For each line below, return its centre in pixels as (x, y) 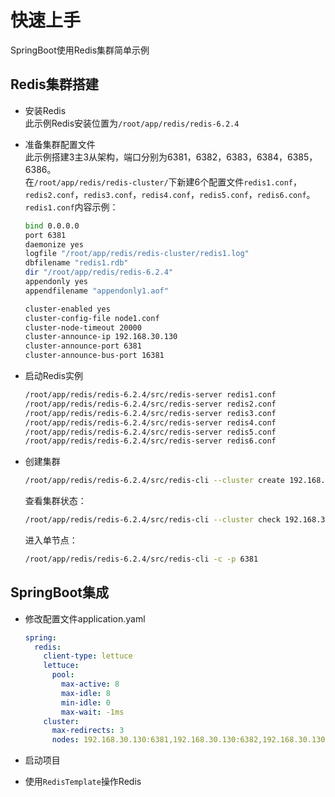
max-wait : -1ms (93, 712)
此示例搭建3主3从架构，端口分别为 (96, 157)
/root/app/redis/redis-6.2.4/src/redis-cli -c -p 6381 (141, 559)
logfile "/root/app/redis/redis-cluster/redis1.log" (137, 254)
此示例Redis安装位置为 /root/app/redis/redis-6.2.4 (132, 123)
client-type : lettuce (88, 656)
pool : (63, 675)
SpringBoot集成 (60, 592)
